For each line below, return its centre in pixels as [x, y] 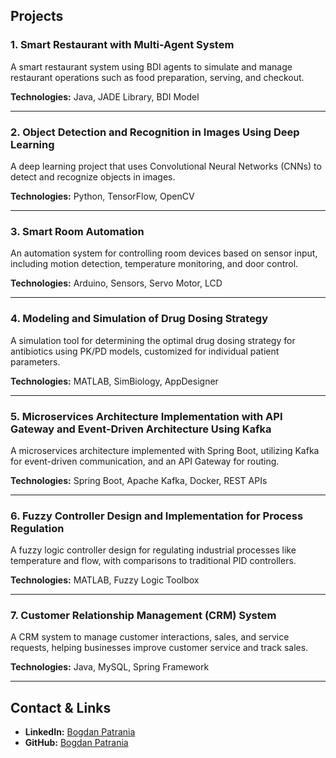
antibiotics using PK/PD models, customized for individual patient [145, 351]
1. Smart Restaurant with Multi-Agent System [122, 45]
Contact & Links [61, 707]
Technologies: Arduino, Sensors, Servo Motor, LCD [116, 283]
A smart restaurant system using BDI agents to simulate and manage [151, 66]
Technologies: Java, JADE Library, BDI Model [105, 96]
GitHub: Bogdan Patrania [76, 743]
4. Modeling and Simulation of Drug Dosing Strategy [139, 319]
